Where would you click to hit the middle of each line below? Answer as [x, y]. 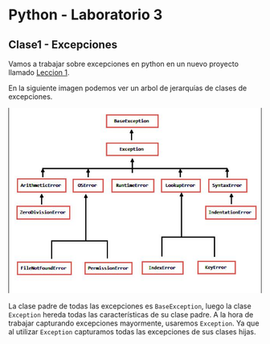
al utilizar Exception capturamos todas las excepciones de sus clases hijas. [132, 331]
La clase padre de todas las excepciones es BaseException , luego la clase [130, 306]
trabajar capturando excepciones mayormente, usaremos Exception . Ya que [134, 323]
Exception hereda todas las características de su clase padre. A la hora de [131, 314]
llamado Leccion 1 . [39, 73]
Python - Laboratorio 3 [86, 15]
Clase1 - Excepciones [63, 45]
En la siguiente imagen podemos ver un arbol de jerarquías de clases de [128, 88]
